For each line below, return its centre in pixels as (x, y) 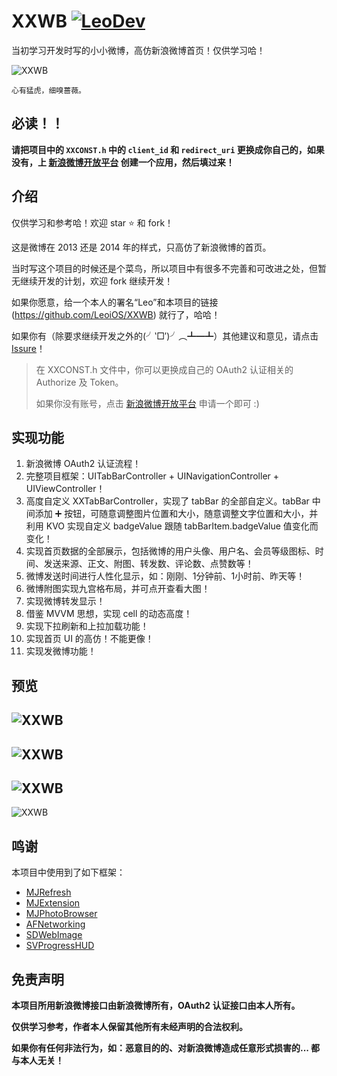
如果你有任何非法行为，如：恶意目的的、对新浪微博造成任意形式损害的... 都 (165, 1047)
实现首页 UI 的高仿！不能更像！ (89, 639)
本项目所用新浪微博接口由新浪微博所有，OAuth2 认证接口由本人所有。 (156, 1005)
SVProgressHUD (60, 946)
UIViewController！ (65, 489)
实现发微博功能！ (61, 651)
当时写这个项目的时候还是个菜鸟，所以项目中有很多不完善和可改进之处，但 (164, 268)
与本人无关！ (37, 1060)
